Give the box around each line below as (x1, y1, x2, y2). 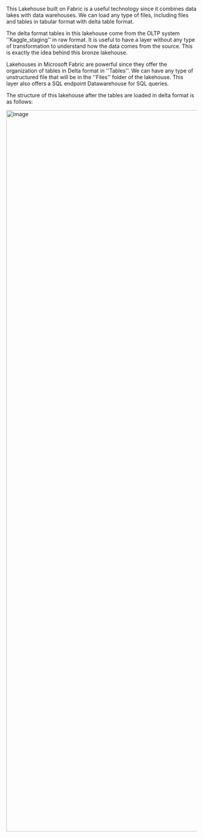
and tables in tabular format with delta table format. (6, 18, 134, 25)
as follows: (6, 98, 33, 105)
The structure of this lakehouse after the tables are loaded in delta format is (6, 92, 195, 99)
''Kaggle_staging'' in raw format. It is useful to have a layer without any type (6, 36, 195, 43)
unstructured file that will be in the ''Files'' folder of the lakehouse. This (6, 74, 184, 80)
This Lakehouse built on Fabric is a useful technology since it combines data (6, 5, 197, 12)
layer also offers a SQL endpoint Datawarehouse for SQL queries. (6, 80, 169, 87)
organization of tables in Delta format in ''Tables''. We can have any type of (6, 67, 193, 74)
